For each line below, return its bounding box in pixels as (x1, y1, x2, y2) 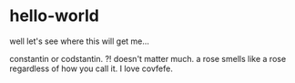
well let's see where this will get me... (9, 36, 150, 47)
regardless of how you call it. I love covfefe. (9, 63, 173, 74)
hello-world (9, 5, 100, 26)
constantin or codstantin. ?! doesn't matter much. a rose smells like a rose (9, 53, 287, 64)
